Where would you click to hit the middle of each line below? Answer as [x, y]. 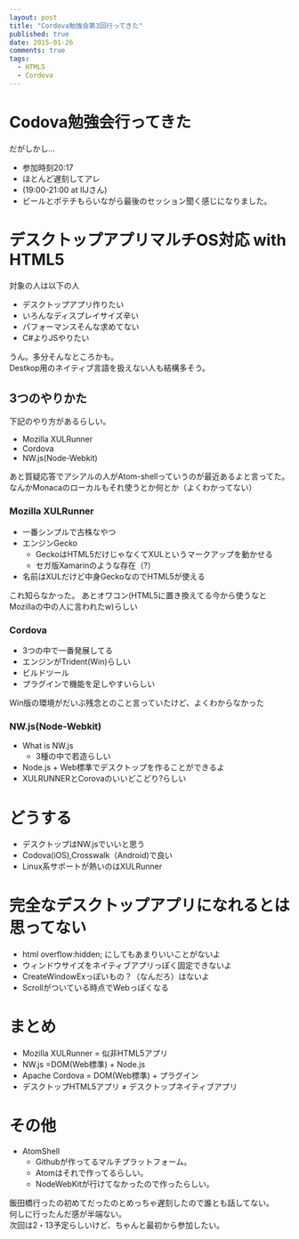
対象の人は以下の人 [44, 285]
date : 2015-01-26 [41, 42]
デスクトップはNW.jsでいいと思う [83, 844]
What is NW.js [48, 746]
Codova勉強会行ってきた [100, 122]
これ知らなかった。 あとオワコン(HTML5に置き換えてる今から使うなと [138, 595]
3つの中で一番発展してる [68, 651]
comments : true [37, 51]
